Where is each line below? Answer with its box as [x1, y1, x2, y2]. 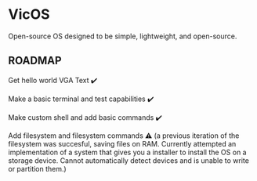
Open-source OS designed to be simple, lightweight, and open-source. [8, 31, 237, 41]
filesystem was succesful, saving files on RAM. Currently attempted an [8, 139, 237, 148]
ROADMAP [8, 54, 62, 67]
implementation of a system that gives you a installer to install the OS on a [8, 147, 247, 157]
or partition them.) [8, 164, 67, 173]
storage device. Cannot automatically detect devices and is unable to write [8, 155, 249, 165]
